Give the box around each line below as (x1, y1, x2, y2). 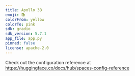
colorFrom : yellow (5, 17, 44, 22)
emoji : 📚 (5, 12, 25, 17)
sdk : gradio (5, 27, 31, 32)
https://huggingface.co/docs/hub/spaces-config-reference (5, 65, 130, 71)
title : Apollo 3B (5, 7, 42, 13)
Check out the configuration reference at (5, 59, 91, 65)
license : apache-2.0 (5, 45, 49, 50)
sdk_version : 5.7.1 (5, 31, 47, 36)
